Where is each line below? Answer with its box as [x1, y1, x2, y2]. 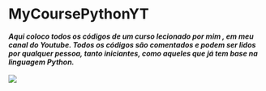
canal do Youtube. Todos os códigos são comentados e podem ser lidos [8, 39, 256, 49]
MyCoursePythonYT [8, 5, 149, 23]
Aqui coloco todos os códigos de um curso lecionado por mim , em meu [8, 31, 254, 41]
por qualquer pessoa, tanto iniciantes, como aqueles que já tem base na [8, 48, 258, 58]
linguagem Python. [8, 57, 75, 67]
